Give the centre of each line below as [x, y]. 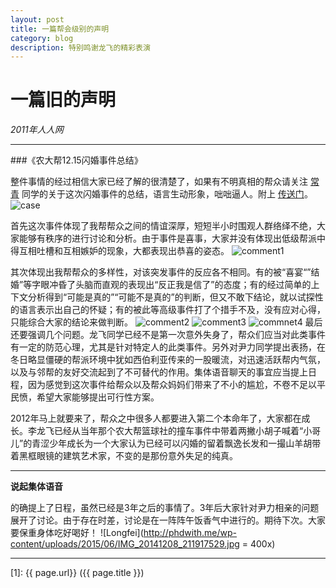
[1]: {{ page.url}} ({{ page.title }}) [77, 573]
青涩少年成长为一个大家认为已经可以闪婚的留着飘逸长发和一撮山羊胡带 [176, 443]
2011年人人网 [37, 130]
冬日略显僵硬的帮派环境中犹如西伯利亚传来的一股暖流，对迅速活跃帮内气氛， [168, 360]
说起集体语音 [36, 487]
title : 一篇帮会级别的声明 [60, 29]
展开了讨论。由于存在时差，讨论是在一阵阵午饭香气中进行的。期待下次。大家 [168, 520]
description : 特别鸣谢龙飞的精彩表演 [80, 47]
